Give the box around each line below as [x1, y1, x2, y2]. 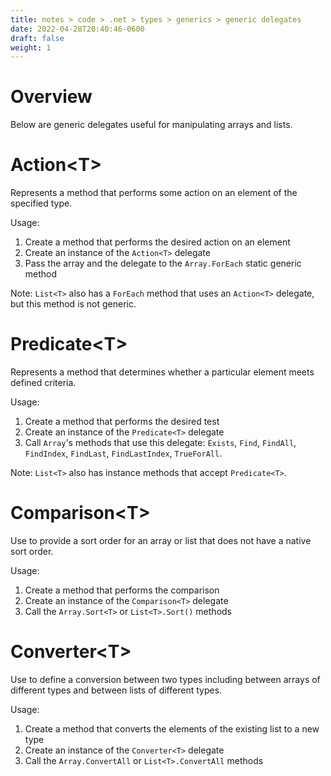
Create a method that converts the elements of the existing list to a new [24, 722, 320, 735]
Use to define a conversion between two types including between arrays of [10, 673, 321, 685]
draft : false [10, 33, 65, 43]
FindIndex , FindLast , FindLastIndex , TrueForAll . [24, 447, 223, 460]
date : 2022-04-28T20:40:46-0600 [10, 24, 145, 34]
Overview [10, 86, 93, 108]
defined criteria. [10, 377, 77, 389]
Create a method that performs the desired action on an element [24, 236, 291, 248]
